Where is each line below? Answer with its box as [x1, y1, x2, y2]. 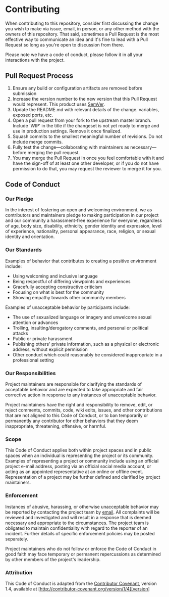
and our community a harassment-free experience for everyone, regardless [5, 217, 162, 223]
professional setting [12, 357, 54, 363]
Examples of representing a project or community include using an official [5, 458, 159, 464]
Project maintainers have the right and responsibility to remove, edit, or [5, 402, 153, 408]
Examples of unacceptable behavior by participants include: [5, 304, 130, 310]
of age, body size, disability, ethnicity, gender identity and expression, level [5, 223, 162, 229]
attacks [12, 330, 28, 336]
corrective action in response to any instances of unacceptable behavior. [5, 392, 157, 398]
